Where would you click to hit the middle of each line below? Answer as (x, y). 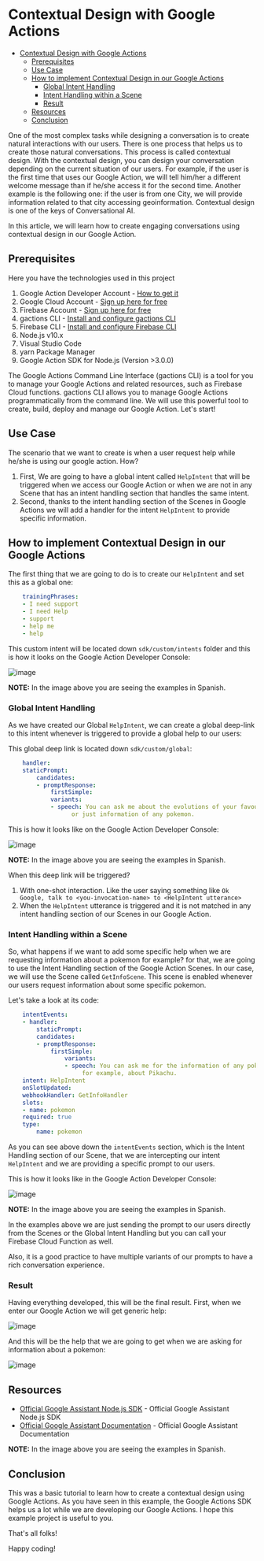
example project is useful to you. (61, 1518)
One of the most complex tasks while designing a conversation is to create (129, 135)
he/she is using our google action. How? (73, 461)
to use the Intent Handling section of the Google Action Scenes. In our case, (131, 968)
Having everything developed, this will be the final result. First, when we (125, 1303)
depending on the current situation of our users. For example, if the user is (129, 169)
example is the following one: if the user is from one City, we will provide (125, 194)
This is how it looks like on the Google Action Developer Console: (114, 829)
